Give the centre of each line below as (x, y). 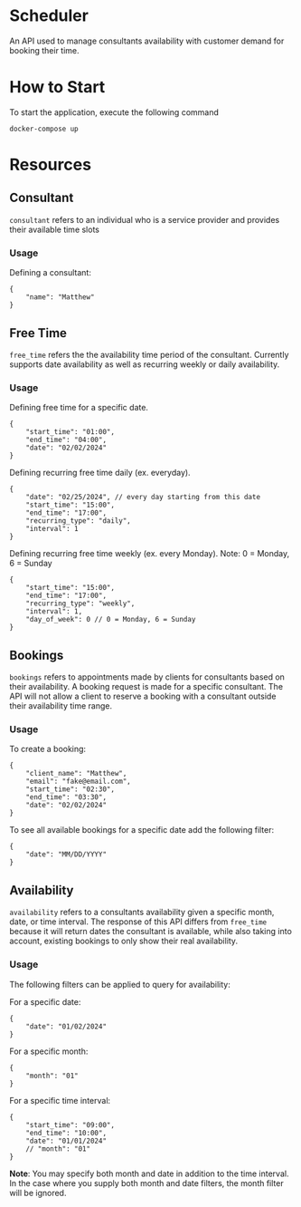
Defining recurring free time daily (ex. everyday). (100, 473)
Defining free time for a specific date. (79, 408)
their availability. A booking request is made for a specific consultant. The (146, 687)
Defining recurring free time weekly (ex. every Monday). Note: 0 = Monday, (150, 554)
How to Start (57, 87)
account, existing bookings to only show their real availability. (123, 941)
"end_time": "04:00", (66, 440)
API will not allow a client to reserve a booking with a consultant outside (143, 696)
